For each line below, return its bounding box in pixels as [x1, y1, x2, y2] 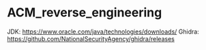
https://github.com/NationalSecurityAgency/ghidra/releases [7, 34, 175, 42]
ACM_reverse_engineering [7, 5, 162, 21]
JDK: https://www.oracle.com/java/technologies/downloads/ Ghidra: [7, 27, 199, 36]
